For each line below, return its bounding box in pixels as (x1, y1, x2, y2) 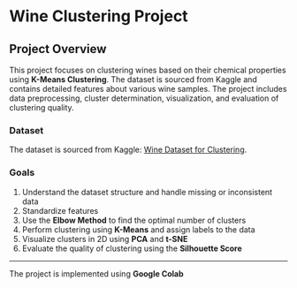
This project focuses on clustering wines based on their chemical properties (9, 64, 286, 75)
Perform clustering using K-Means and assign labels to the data (21, 224, 255, 235)
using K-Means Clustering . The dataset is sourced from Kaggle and (9, 74, 258, 85)
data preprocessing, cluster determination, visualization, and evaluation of (9, 93, 279, 103)
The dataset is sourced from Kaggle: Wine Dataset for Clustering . (9, 144, 247, 155)
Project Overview (9, 42, 107, 57)
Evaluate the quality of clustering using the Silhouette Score (21, 243, 243, 254)
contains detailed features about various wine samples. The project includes (9, 84, 287, 94)
